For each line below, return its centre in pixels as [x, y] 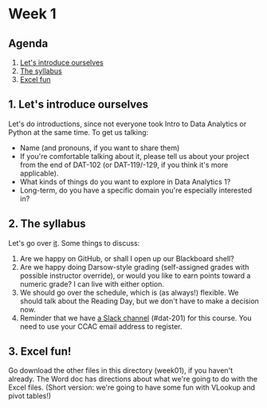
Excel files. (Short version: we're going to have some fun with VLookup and [132, 387]
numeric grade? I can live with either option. [92, 283]
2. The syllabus [47, 224]
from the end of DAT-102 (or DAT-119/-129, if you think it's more [124, 164]
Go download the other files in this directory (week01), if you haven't [121, 370]
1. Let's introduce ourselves [79, 105]
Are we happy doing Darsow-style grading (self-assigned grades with [134, 267]
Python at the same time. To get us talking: [79, 132]
